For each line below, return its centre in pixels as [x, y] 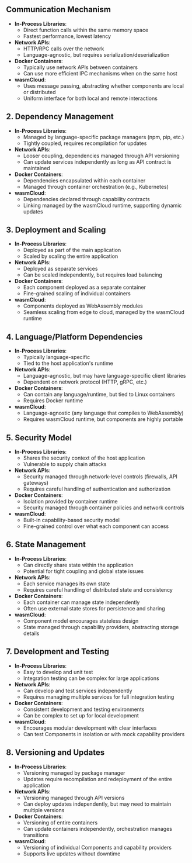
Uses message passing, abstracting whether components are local [103, 86]
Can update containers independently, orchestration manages [97, 829]
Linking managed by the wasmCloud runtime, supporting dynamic [102, 205]
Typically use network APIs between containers [81, 67]
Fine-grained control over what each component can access [96, 526]
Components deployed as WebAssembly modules [83, 306]
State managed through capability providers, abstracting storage [101, 627]
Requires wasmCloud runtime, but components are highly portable [103, 419]
